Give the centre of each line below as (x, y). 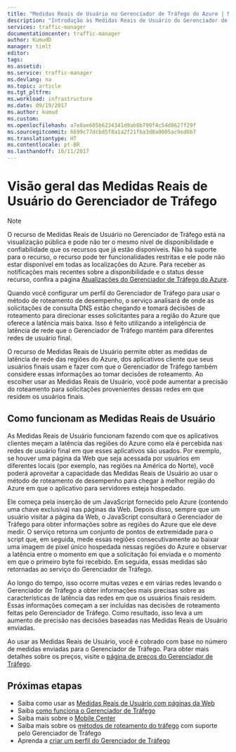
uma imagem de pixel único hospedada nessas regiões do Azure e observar (117, 546)
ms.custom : (23, 118)
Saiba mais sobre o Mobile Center (66, 718)
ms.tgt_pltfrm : (29, 92)
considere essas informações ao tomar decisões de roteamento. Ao (105, 374)
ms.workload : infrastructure (50, 99)
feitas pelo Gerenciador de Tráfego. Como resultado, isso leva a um (105, 612)
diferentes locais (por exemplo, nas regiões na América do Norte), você (111, 465)
